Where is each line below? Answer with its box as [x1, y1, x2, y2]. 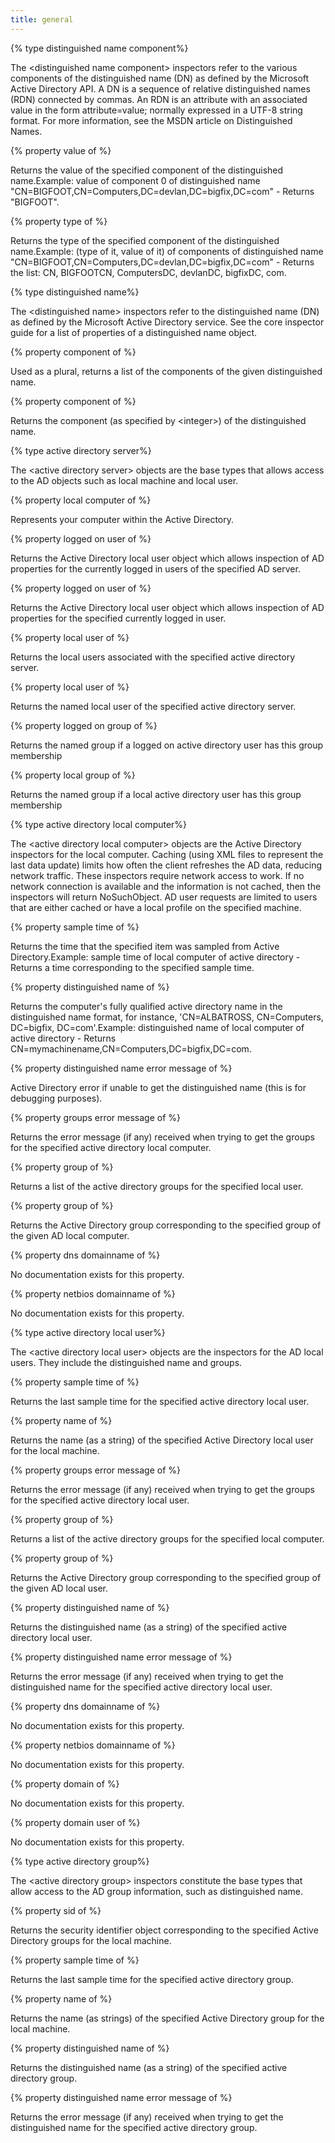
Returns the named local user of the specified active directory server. [10, 700, 297, 712]
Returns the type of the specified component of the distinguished [10, 234, 280, 246]
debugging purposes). [10, 1092, 103, 1104]
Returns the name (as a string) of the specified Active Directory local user [10, 1434, 314, 1446]
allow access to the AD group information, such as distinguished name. [10, 1885, 304, 1897]
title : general [10, 14, 74, 25]
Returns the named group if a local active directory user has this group [10, 788, 302, 800]
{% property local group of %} [10, 769, 136, 781]
